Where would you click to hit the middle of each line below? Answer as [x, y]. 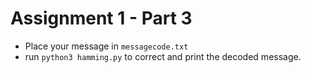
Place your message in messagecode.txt [106, 46]
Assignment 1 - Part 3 [101, 18]
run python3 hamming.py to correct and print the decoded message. [163, 56]
